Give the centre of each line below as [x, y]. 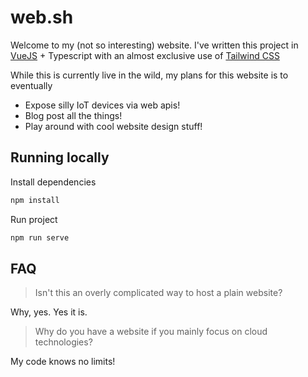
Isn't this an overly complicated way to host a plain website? [158, 293]
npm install [35, 200]
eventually [31, 85]
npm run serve [40, 237]
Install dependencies [53, 182]
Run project [34, 219]
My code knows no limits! [63, 362]
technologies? [63, 342]
